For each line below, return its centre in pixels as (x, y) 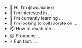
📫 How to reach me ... (33, 29)
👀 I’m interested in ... (31, 13)
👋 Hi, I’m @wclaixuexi (32, 8)
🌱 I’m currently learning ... (36, 18)
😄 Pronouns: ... (26, 36)
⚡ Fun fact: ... (23, 41)
